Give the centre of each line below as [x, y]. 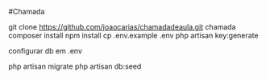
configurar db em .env [46, 51]
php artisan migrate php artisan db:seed [75, 66]
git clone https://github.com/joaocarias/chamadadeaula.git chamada [122, 27]
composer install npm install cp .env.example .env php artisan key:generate [134, 36]
